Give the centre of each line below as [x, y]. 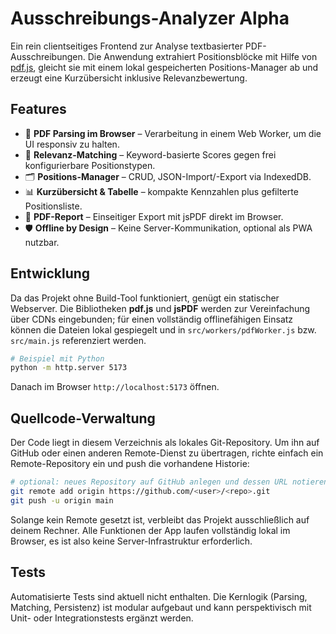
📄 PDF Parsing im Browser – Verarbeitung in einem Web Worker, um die [173, 133]
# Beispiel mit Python [57, 358]
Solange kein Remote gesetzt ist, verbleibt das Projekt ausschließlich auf [160, 519]
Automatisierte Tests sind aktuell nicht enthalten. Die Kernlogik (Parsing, [159, 596]
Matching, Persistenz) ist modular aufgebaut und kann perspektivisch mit [161, 607]
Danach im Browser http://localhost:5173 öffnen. [115, 387]
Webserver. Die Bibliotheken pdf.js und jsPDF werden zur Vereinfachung [160, 308]
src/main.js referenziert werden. [78, 340]
